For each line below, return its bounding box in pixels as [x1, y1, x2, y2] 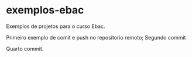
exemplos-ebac [6, 3, 84, 17]
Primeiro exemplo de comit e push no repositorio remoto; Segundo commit [6, 34, 186, 41]
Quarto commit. [6, 45, 44, 52]
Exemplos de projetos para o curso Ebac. [6, 23, 105, 30]
